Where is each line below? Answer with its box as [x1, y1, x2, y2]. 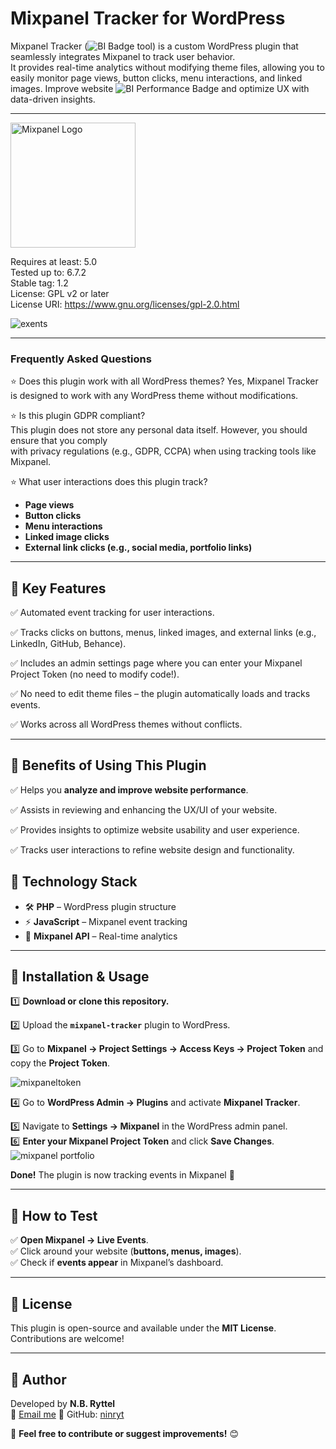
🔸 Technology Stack [10, 873, 138, 891]
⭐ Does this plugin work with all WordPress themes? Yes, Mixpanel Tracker [10, 375, 319, 387]
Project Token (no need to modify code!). [10, 668, 180, 681]
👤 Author [10, 1371, 67, 1388]
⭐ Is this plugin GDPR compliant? [10, 410, 146, 422]
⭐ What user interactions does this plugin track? [10, 476, 208, 488]
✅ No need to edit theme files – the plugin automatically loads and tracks [10, 688, 311, 700]
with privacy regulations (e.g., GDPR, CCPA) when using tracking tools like [10, 445, 317, 457]
